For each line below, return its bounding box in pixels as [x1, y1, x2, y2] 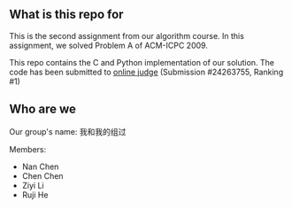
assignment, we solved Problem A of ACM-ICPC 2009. [9, 40, 208, 50]
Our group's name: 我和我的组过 [9, 126, 127, 136]
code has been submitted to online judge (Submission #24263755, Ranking [9, 66, 284, 77]
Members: [9, 143, 47, 154]
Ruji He [21, 190, 49, 200]
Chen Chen [21, 170, 64, 181]
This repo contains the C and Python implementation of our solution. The [9, 57, 275, 67]
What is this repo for [9, 7, 124, 22]
